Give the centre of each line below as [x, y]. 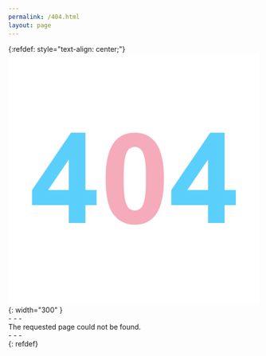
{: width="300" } [35, 310]
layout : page [30, 25]
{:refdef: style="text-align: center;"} [67, 49]
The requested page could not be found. [75, 327]
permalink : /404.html [44, 17]
